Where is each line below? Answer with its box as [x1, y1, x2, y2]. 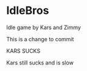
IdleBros [6, 4, 49, 18]
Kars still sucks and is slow [6, 59, 74, 66]
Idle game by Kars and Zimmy [6, 24, 81, 31]
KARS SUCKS [6, 47, 41, 55]
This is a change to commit [6, 35, 74, 42]
